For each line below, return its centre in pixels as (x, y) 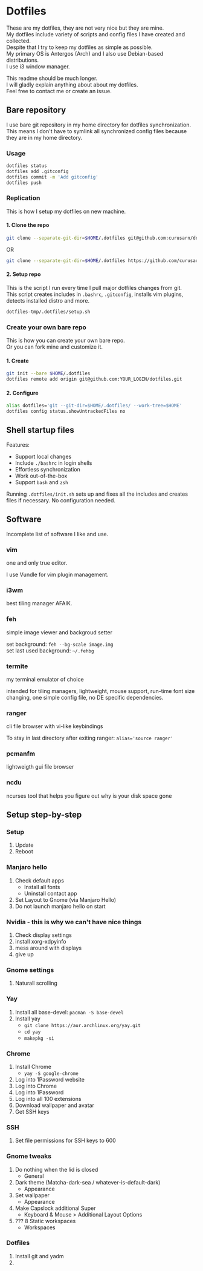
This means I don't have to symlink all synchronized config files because (97, 131)
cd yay (32, 1032)
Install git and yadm (40, 1256)
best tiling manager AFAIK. (39, 603)
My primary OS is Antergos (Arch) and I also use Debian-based (85, 53)
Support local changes (43, 456)
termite (17, 666)
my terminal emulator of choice (45, 679)
